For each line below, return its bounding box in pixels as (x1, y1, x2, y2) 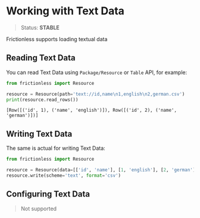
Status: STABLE (20, 24, 60, 31)
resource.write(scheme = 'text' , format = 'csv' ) (6, 172, 121, 179)
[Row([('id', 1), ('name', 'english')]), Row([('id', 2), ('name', (6, 108, 177, 113)
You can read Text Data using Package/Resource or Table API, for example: (6, 69, 187, 76)
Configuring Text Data (6, 189, 90, 199)
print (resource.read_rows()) (6, 97, 79, 103)
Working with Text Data (6, 4, 125, 18)
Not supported (20, 205, 57, 212)
